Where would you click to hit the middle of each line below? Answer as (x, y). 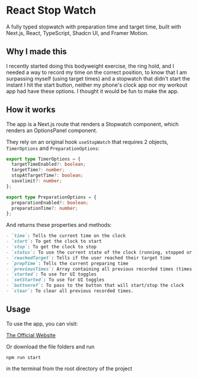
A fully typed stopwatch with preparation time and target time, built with (94, 27)
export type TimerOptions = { (44, 159)
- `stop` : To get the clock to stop (51, 247)
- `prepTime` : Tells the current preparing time (67, 263)
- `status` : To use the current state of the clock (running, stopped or (99, 252)
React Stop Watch (51, 10)
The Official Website (31, 335)
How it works (31, 110)
